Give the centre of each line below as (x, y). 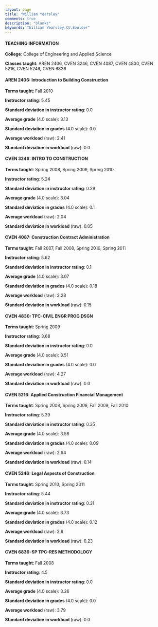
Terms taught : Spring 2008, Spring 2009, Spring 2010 (60, 169)
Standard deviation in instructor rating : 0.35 (50, 424)
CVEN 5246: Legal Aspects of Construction (50, 473)
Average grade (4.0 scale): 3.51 (37, 355)
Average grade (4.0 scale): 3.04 (37, 197)
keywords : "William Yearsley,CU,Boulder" (48, 28)
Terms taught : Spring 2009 (33, 327)
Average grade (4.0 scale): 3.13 (37, 119)
